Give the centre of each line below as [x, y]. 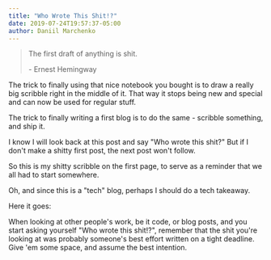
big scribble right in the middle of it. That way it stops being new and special [135, 94]
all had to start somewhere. [54, 175]
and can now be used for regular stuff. [72, 103]
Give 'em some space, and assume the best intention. [98, 248]
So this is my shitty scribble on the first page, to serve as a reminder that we [135, 166]
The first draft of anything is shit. [83, 54]
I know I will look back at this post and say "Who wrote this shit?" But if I [129, 142]
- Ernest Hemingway [62, 69]
